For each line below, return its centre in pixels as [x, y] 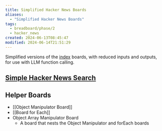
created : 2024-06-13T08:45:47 [37, 38]
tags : [11, 24]
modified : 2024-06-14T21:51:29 [38, 43]
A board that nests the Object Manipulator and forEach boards [85, 123]
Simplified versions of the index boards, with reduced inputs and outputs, [81, 57]
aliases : [14, 15]
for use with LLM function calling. [40, 62]
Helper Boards [28, 95]
